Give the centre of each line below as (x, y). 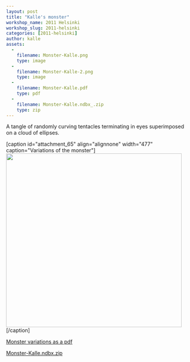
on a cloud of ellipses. (33, 133)
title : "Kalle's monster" (38, 17)
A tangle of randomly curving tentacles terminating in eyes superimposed (95, 126)
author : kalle (24, 39)
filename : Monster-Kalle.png (52, 55)
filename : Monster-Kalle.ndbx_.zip (60, 104)
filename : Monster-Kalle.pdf (52, 88)
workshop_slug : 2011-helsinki (43, 28)
